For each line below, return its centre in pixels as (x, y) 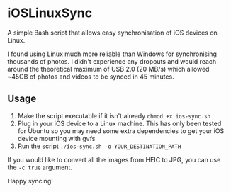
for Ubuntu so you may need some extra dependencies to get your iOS (121, 131)
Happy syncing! (30, 181)
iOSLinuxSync (50, 13)
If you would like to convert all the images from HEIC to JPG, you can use (114, 159)
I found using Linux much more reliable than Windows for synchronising (112, 54)
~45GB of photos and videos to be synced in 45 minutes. (91, 77)
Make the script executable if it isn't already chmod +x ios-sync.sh (114, 115)
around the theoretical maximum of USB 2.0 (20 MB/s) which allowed (108, 69)
